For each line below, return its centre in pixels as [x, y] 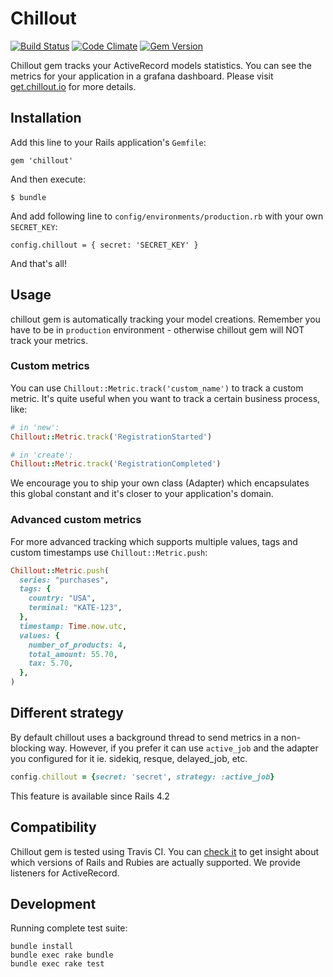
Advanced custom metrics [76, 520]
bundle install [42, 947]
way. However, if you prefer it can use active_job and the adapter [183, 748]
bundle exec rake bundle [62, 955]
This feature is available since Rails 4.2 [90, 796]
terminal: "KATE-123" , [75, 608]
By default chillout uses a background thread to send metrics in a [144, 737]
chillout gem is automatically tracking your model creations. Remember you [165, 319]
